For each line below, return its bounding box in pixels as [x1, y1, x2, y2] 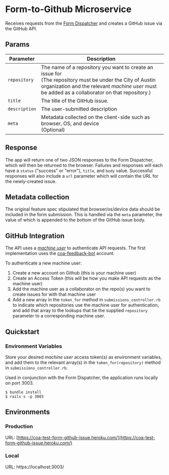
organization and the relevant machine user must [41, 82, 157, 89]
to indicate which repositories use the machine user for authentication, [12, 302, 159, 308]
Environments [5, 408, 50, 416]
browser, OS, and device [41, 120, 100, 127]
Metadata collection [5, 193, 69, 201]
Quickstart [5, 327, 40, 336]
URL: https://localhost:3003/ [5, 463, 64, 470]
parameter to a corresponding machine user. [12, 313, 106, 319]
